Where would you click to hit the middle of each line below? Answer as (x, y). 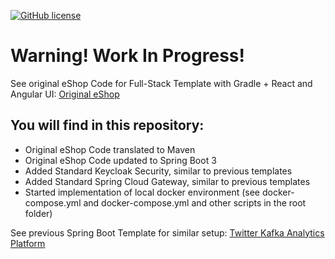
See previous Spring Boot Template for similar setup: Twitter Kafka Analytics (167, 232)
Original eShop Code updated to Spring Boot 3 (120, 160)
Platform (28, 243)
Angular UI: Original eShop (65, 94)
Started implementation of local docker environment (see (142, 192)
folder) (38, 213)
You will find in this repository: (107, 125)
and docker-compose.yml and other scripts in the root (195, 202)
